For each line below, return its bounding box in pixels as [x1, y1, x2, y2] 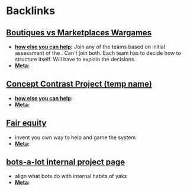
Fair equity [6, 118, 47, 128]
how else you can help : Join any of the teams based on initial [14, 43, 166, 50]
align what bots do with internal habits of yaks [14, 173, 127, 180]
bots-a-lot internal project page [6, 157, 125, 167]
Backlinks [6, 4, 56, 18]
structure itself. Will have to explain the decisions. [14, 56, 136, 62]
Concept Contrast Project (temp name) [6, 79, 152, 89]
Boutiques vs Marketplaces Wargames [6, 28, 152, 38]
